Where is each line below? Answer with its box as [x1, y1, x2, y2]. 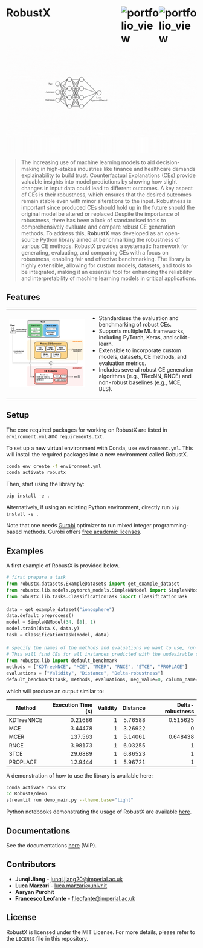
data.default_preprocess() [6, 613, 74, 619]
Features [6, 292, 40, 302]
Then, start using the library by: [6, 481, 85, 488]
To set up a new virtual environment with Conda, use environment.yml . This [6, 444, 193, 452]
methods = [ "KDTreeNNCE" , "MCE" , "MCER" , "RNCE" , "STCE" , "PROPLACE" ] [6, 664, 188, 670]
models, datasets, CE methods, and [98, 353, 187, 361]
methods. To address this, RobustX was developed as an [21, 229, 164, 236]
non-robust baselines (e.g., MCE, [98, 379, 182, 386]
